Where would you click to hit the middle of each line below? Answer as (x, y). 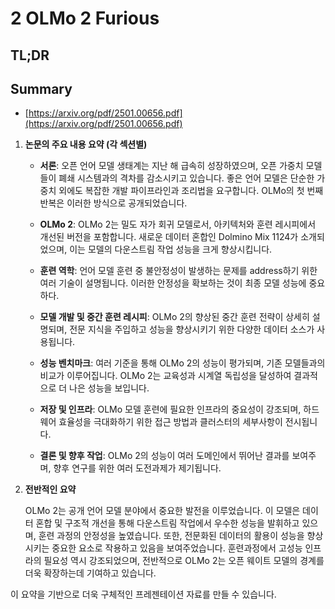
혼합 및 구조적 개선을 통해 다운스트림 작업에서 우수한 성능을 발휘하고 (167, 523)
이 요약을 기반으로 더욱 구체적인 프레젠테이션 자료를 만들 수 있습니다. (143, 594)
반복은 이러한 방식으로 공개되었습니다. (113, 203)
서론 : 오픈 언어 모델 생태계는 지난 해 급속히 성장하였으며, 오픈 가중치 (171, 166)
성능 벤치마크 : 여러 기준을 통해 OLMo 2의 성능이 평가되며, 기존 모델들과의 (182, 363)
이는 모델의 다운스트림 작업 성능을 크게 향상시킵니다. (171, 249)
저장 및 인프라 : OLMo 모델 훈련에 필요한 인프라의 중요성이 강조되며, (170, 409)
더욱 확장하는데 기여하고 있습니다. (90, 573)
